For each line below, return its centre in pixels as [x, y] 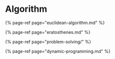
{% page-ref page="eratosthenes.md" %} [48, 32]
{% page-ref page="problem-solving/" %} [48, 42]
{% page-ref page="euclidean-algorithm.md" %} [55, 23]
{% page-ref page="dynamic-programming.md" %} [58, 51]
